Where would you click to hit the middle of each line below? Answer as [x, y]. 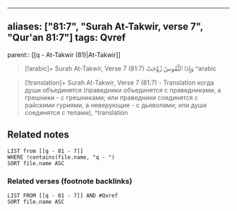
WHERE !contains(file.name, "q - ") [61, 157]
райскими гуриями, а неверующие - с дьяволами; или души [116, 105]
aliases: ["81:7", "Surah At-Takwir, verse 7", [105, 26]
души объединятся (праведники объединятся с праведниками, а [123, 90]
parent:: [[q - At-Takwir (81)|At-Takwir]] [64, 54]
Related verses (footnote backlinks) [70, 181]
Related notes [38, 135]
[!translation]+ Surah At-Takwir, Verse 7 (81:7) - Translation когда [119, 83]
